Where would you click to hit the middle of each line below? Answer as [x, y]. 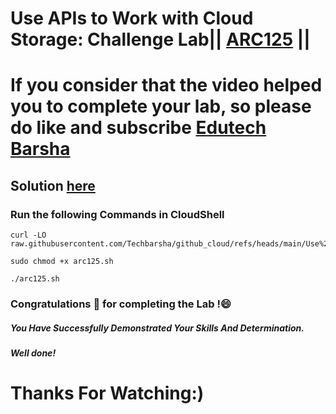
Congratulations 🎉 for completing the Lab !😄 [121, 304]
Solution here [53, 185]
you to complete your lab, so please [161, 106]
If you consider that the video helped [166, 85]
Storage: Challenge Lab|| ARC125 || [160, 39]
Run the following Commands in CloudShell [117, 214]
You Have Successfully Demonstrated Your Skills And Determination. [157, 328]
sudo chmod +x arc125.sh [62, 262]
